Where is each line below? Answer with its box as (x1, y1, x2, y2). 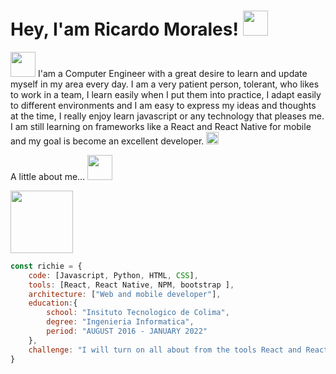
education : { (28, 298, 78, 309)
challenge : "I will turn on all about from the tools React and (28, 345, 302, 355)
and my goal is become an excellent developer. (10, 135, 205, 147)
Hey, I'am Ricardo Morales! (10, 18, 239, 41)
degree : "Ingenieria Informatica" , (46, 317, 195, 327)
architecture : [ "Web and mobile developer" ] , (28, 289, 222, 299)
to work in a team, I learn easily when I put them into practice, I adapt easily (10, 88, 322, 100)
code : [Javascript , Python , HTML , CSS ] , (28, 270, 199, 280)
